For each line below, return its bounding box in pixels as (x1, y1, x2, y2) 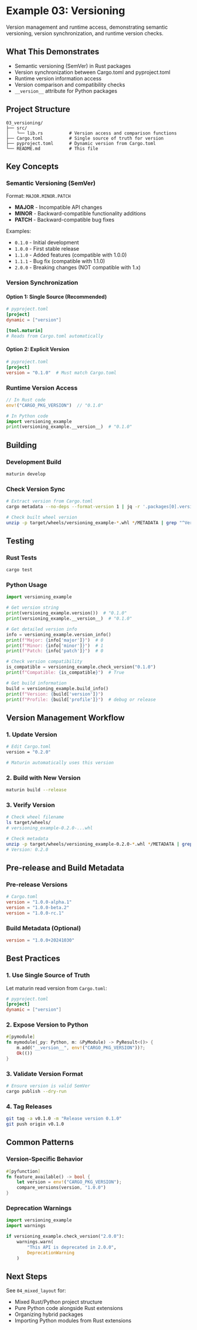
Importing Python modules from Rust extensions (14, 1317, 132, 1324)
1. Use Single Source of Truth (6, 971, 90, 980)
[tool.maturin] (6, 328, 43, 333)
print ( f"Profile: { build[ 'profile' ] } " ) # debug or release (6, 697, 157, 703)
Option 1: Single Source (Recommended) (6, 293, 107, 300)
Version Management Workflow (6, 713, 125, 723)
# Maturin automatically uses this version (6, 759, 114, 765)
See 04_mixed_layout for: (6, 1287, 66, 1294)
